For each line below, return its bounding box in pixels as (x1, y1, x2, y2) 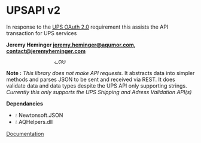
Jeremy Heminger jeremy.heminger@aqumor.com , (6, 41, 136, 48)
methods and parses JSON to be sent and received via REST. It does (6, 76, 175, 83)
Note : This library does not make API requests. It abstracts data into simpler (6, 69, 195, 76)
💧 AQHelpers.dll (14, 118, 53, 125)
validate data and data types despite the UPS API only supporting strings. (6, 82, 187, 89)
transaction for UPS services (6, 29, 77, 36)
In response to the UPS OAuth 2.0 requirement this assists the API (6, 23, 169, 30)
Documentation (6, 130, 44, 137)
